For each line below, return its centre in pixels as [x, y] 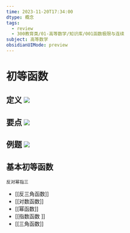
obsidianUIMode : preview [37, 45]
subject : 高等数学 [27, 39]
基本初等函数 [30, 167]
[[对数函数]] [29, 201]
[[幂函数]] [27, 209]
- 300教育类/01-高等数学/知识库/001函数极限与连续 [68, 34]
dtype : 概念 [20, 17]
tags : [13, 23]
